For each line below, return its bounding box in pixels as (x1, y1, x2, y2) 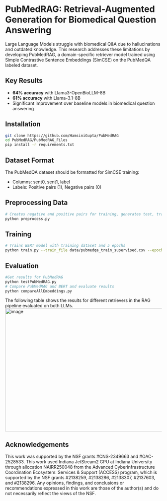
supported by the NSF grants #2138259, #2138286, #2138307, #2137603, (5, 475, 156, 481)
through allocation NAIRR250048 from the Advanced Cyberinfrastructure (5, 464, 155, 470)
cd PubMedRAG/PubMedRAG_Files (5, 138, 68, 143)
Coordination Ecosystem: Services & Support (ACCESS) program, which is (5, 469, 158, 475)
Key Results (5, 76, 43, 85)
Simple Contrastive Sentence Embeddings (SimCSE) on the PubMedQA (5, 57, 151, 63)
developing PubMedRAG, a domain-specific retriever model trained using (5, 51, 155, 58)
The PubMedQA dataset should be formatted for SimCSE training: (5, 169, 140, 175)
